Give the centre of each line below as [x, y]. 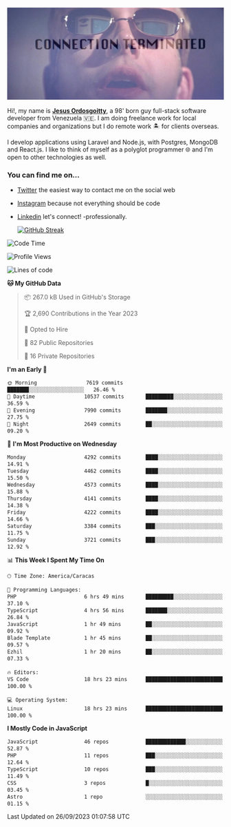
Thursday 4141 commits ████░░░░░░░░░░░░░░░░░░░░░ [115, 499]
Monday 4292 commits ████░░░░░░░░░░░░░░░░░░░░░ [115, 458]
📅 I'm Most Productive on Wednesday [62, 444]
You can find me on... [44, 175]
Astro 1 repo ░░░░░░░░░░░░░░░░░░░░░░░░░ [115, 797]
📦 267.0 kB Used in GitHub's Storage [77, 297]
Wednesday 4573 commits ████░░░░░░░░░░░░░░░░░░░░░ [115, 485]
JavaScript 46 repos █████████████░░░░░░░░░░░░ [115, 742]
